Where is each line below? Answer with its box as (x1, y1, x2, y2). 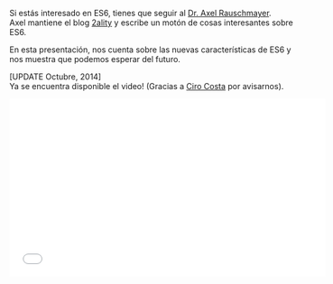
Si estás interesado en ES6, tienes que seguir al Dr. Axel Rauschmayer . (9, 8, 273, 18)
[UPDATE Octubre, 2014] (9, 71, 102, 82)
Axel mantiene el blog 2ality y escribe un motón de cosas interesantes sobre (9, 17, 293, 28)
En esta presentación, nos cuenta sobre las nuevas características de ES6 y (9, 44, 291, 55)
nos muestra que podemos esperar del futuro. (9, 54, 180, 64)
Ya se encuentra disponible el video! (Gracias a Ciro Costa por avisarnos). (9, 81, 284, 91)
